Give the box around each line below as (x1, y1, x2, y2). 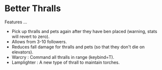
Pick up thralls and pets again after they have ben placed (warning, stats (11, 28, 157, 34)
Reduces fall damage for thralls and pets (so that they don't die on (11, 44, 145, 50)
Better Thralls (4, 3, 61, 14)
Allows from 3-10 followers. (11, 38, 67, 44)
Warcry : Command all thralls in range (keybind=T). (11, 54, 115, 60)
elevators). (11, 49, 34, 55)
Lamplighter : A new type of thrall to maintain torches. (11, 59, 120, 65)
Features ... (4, 19, 27, 25)
